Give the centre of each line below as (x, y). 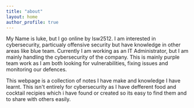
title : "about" (25, 11)
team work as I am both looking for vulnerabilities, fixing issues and (87, 63)
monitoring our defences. (37, 70)
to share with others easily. (39, 99)
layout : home (22, 17)
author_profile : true (32, 22)
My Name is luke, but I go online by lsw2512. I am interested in (81, 39)
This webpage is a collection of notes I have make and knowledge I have (93, 81)
